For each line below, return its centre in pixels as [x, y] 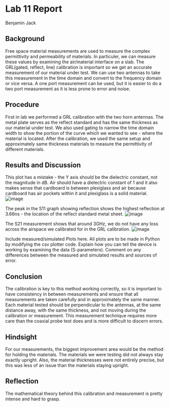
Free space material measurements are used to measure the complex [78, 51]
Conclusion [24, 276]
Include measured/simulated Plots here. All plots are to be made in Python [82, 239]
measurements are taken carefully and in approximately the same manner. [83, 300]
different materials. [25, 149]
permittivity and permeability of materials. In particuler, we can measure [80, 56]
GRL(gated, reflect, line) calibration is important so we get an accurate [79, 67]
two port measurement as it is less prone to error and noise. [68, 89]
